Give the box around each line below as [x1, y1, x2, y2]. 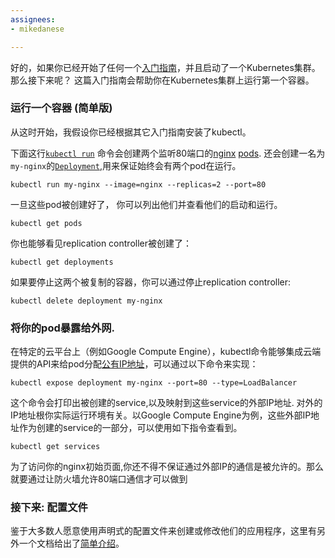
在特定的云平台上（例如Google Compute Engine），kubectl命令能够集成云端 [10, 346, 322, 358]
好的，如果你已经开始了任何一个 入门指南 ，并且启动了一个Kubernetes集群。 [10, 61, 321, 73]
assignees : [10, 14, 56, 25]
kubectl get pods [10, 218, 83, 228]
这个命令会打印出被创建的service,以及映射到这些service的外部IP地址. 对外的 [10, 397, 323, 409]
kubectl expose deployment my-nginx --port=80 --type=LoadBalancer [10, 378, 298, 388]
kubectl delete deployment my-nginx [10, 296, 163, 306]
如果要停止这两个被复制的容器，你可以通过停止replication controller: [10, 276, 292, 288]
